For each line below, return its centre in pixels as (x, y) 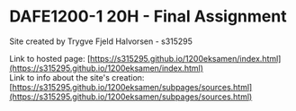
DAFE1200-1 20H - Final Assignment (148, 17)
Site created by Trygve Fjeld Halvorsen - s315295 (101, 41)
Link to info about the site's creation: (77, 77)
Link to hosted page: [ (50, 58)
